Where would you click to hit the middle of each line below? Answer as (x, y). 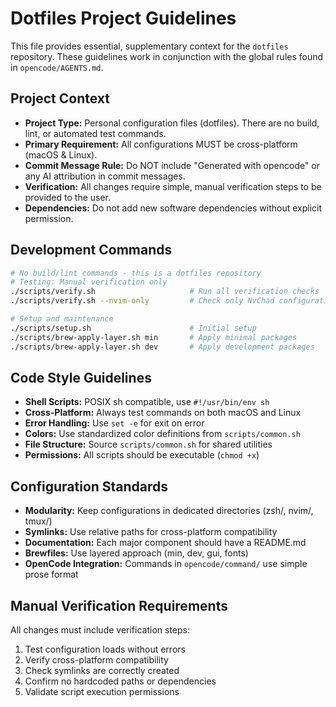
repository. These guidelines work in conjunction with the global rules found (167, 56)
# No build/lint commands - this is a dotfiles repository (136, 273)
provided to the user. (68, 197)
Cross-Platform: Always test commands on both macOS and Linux (163, 413)
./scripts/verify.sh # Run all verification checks (165, 292)
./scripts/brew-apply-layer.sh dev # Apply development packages (162, 347)
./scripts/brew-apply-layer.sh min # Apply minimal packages (154, 337)
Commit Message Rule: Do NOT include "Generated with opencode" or (172, 165)
